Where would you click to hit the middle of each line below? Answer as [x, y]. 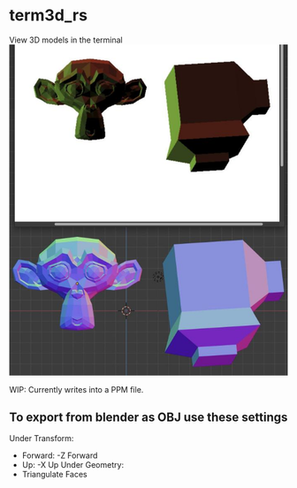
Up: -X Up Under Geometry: [73, 465]
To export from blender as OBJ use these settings [148, 417]
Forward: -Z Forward [60, 455]
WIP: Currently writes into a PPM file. [76, 389]
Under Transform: [42, 438]
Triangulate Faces [54, 475]
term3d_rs [49, 15]
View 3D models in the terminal [66, 40]
